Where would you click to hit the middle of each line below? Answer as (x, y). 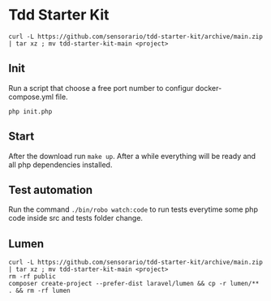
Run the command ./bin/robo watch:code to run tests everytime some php (133, 209)
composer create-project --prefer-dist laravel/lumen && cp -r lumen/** (134, 284)
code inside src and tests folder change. (76, 218)
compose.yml (31, 97)
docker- (209, 88)
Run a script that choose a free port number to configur (101, 88)
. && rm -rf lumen (39, 291)
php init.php (30, 111)
